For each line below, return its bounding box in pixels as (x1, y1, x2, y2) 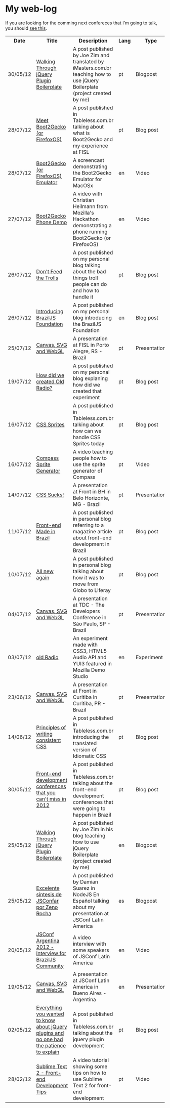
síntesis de (36, 891, 62, 898)
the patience (36, 1042, 66, 1049)
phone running (72, 228, 108, 235)
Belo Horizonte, (72, 494, 110, 501)
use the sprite (72, 461, 106, 468)
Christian (72, 196, 95, 203)
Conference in (72, 614, 107, 621)
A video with (72, 190, 103, 197)
